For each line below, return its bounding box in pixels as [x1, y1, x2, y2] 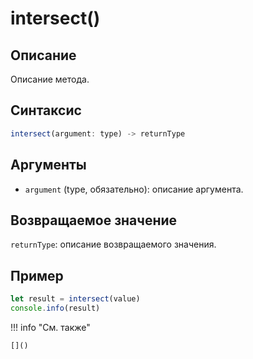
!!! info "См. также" [10, 321, 91, 333]
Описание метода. [10, 73, 90, 85]
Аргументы [10, 157, 87, 174]
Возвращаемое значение [10, 212, 178, 229]
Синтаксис [10, 102, 82, 119]
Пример [10, 267, 64, 284]
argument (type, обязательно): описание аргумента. [24, 183, 244, 195]
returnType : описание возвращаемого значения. [10, 238, 217, 251]
